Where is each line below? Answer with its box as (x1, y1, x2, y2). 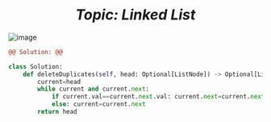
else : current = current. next (51, 100, 147, 108)
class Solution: (8, 62, 63, 70)
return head (37, 107, 78, 116)
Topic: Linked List (75, 6, 196, 24)
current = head (37, 78, 81, 86)
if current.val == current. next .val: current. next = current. (51, 93, 251, 101)
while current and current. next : (37, 85, 150, 94)
